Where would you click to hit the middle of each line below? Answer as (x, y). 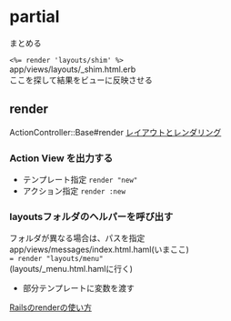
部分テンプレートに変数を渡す (78, 288)
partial (35, 17)
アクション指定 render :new (74, 191)
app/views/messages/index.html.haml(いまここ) (99, 250)
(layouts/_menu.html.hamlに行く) (71, 269)
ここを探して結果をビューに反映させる (81, 80)
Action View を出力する (61, 158)
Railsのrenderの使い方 (51, 307)
